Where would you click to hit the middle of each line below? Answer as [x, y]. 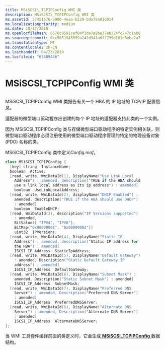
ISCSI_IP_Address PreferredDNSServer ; [56, 303]
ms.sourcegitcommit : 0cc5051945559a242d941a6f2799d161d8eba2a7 [73, 38]
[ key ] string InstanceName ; [40, 167]
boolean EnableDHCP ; [37, 209]
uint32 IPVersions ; [36, 232]
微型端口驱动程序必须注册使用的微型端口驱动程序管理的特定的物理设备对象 [82, 135]
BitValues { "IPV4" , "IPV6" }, [45, 223]
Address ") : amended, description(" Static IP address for [76, 241]
